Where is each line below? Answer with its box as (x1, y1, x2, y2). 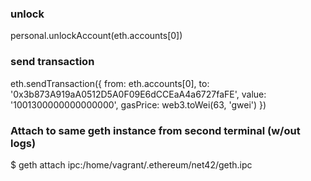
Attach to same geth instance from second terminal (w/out (10, 123, 301, 137)
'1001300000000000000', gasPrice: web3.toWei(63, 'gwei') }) (10, 98, 267, 111)
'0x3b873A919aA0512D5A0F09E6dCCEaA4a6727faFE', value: (10, 88, 267, 100)
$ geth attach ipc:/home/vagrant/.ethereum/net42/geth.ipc (10, 158, 253, 171)
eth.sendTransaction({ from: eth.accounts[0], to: (10, 77, 210, 89)
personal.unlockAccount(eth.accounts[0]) (10, 30, 183, 42)
